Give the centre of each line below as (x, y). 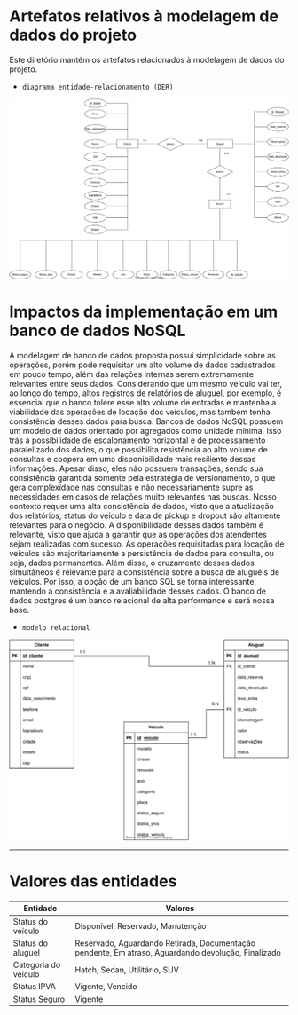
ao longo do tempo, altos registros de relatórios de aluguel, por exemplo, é (145, 393)
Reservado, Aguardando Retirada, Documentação (165, 943)
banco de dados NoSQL (98, 331)
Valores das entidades (93, 881)
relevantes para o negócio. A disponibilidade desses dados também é (137, 525)
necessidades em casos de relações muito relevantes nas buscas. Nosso (143, 497)
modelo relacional (56, 628)
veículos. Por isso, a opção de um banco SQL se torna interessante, (133, 582)
